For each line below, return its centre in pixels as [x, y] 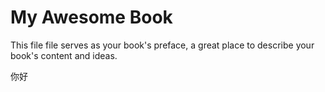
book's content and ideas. [64, 55]
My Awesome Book [91, 17]
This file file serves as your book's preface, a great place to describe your [162, 45]
